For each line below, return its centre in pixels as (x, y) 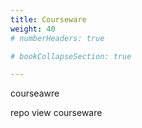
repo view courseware (56, 113)
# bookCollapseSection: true (71, 56)
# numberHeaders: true (57, 38)
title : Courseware (48, 19)
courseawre (35, 93)
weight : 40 (33, 29)
